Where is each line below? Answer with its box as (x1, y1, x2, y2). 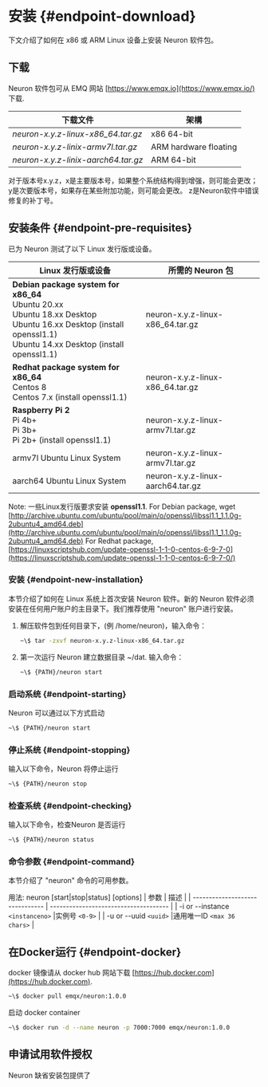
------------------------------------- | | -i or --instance (49, 902, 230, 912)
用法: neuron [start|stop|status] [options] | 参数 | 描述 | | (8, 892, 191, 902)
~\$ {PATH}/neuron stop (8, 780, 88, 788)
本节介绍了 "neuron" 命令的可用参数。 (8, 876, 133, 885)
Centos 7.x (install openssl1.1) (12, 392, 128, 403)
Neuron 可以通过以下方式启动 (8, 707, 105, 718)
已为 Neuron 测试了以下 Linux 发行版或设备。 (8, 244, 156, 254)
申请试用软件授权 (8, 1048, 93, 1061)
